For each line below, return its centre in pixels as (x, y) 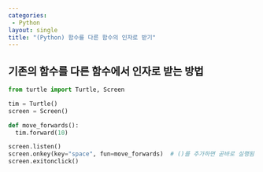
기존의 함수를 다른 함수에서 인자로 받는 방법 (106, 71)
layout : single (33, 30)
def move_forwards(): (44, 125)
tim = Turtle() (33, 104)
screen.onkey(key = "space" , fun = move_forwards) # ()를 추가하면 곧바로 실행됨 (131, 154)
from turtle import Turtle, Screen (67, 90)
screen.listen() (35, 147)
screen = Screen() (38, 111)
